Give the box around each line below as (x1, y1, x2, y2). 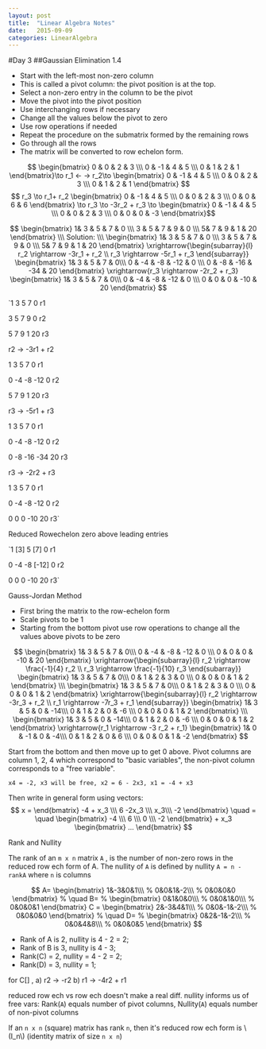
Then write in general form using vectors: (8, 793, 144, 803)
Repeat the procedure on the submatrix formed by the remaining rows (19, 130, 249, 140)
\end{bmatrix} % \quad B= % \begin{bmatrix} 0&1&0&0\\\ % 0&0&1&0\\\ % (11, 894, 256, 904)
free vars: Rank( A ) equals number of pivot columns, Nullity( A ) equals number (8, 999, 258, 1009)
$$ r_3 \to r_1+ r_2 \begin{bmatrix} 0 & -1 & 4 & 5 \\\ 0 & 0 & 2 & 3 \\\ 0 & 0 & (10, 192, 256, 201)
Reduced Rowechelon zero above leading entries (8, 529, 169, 539)
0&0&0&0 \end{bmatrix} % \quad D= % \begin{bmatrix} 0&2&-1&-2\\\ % (15, 911, 252, 920)
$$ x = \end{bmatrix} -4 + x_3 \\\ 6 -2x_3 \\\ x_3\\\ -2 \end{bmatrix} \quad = (10, 806, 256, 815)
